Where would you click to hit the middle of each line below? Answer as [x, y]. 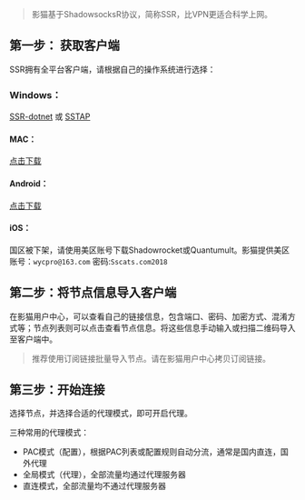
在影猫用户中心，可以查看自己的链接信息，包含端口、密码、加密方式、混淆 [148, 316]
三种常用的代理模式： [49, 433]
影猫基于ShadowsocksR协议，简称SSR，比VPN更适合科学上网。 [152, 14]
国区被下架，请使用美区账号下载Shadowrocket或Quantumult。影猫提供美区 [150, 250]
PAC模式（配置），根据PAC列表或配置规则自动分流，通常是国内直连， [152, 452]
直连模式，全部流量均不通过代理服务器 [94, 486]
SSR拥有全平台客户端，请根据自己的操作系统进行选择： [113, 69]
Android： [29, 183]
